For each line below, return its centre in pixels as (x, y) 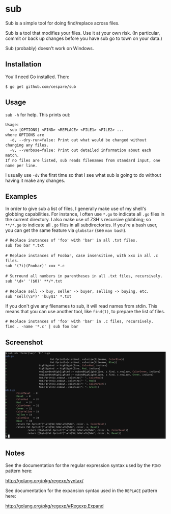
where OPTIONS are (25, 135)
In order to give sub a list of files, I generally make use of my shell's (76, 209)
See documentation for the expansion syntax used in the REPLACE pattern (81, 490)
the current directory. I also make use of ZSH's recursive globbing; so (78, 220)
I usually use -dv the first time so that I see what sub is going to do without (83, 175)
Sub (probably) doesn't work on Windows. (50, 48)
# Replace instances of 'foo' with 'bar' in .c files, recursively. (79, 322)
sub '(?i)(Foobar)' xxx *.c (35, 266)
